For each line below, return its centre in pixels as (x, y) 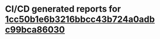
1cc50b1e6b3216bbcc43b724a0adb (80, 19)
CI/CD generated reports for (63, 9)
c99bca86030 (35, 30)
